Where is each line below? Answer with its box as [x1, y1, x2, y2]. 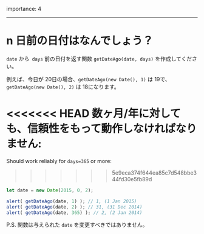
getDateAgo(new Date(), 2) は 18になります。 [6, 83, 120, 90]
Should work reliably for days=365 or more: [6, 157, 112, 164]
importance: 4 [6, 5, 42, 12]
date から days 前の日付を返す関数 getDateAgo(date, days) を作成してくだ [6, 55, 192, 62]
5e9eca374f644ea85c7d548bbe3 [112, 169, 197, 176]
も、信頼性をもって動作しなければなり [6, 122, 197, 136]
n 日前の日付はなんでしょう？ [6, 34, 154, 48]
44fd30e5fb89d [112, 175, 152, 182]
